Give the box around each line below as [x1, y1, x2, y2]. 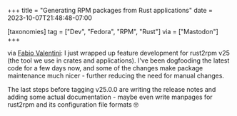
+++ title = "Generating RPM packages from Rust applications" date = [7, 6, 213, 14]
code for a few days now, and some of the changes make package [7, 64, 203, 72]
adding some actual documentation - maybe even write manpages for [7, 93, 213, 101]
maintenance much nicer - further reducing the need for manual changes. [7, 71, 225, 80]
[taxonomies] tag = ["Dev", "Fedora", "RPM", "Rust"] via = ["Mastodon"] [7, 28, 219, 36]
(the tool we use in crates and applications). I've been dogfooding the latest [7, 56, 230, 65]
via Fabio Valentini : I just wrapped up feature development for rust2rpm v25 [7, 49, 230, 57]
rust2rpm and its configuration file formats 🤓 [7, 100, 139, 109]
